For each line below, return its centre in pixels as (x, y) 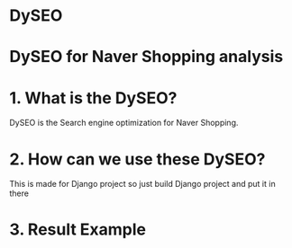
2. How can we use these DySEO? (137, 159)
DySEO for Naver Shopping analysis (146, 57)
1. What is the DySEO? (93, 97)
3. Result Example (78, 230)
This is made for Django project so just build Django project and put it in (143, 184)
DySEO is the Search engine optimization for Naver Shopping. (124, 123)
